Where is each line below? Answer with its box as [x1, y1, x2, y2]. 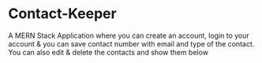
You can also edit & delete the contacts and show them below [8, 47, 209, 57]
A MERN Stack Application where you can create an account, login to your [8, 31, 250, 40]
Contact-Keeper [8, 5, 117, 23]
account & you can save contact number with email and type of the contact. [8, 39, 255, 48]
